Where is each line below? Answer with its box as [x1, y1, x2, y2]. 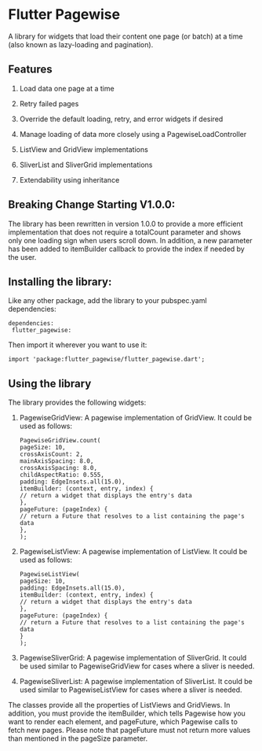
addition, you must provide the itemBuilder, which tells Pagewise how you [8, 708, 246, 718]
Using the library [8, 376, 92, 390]
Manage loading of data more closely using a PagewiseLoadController [19, 129, 247, 139]
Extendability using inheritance [19, 175, 120, 184]
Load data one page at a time [19, 83, 115, 93]
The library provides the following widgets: [8, 398, 147, 407]
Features [8, 63, 53, 76]
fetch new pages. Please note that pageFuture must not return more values [8, 726, 251, 735]
